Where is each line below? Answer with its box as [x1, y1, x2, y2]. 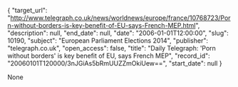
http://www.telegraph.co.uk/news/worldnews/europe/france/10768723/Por [10, 14, 231, 22]
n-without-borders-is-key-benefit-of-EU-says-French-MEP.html [7, 21, 196, 29]
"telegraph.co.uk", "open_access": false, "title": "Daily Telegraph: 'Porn [7, 44, 216, 52]
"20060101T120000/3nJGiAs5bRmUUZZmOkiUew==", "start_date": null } [7, 59, 222, 67]
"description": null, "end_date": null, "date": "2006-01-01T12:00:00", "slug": [7, 29, 229, 37]
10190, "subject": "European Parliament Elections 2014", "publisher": [7, 36, 209, 45]
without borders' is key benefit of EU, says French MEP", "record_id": [7, 51, 210, 60]
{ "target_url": [7, 6, 48, 14]
